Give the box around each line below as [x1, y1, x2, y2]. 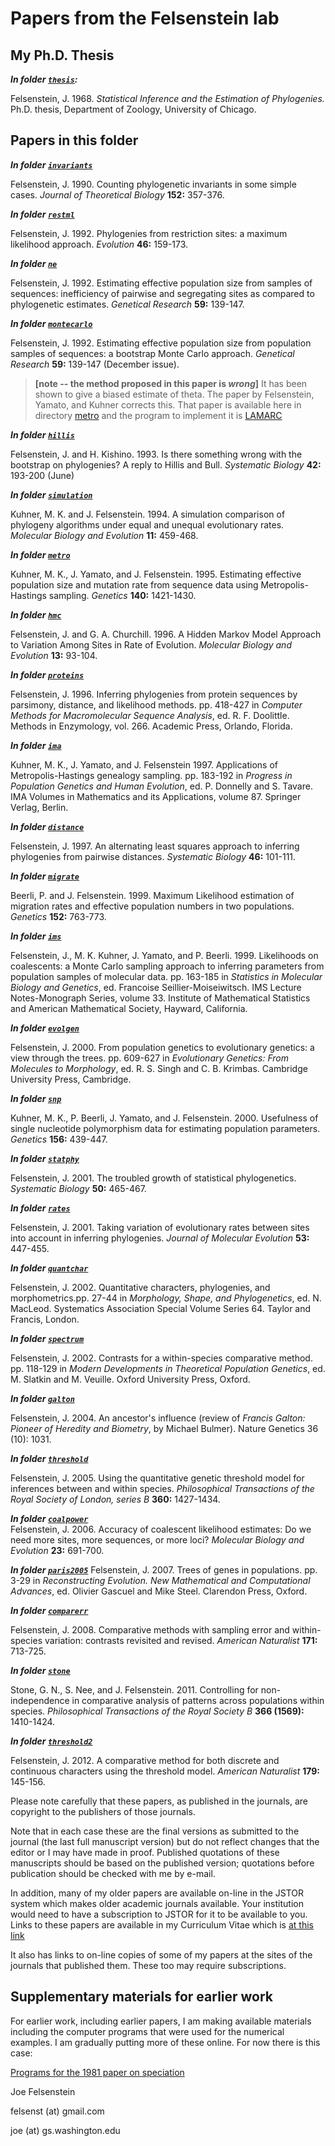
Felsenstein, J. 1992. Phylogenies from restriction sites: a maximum [10, 227, 288, 239]
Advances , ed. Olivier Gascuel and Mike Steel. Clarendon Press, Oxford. [10, 1585, 308, 1597]
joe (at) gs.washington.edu [10, 2124, 121, 2136]
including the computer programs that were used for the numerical [10, 2025, 285, 2037]
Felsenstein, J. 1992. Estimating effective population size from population [10, 337, 312, 349]
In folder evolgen [10, 1022, 80, 1034]
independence [10, 1694, 70, 1706]
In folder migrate [10, 870, 80, 882]
